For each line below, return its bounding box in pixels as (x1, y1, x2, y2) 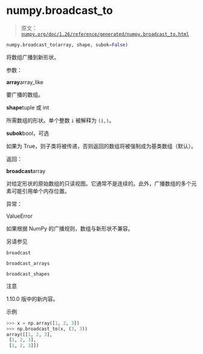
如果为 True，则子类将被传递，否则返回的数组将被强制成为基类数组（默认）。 (6, 142, 196, 149)
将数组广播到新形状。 (6, 53, 59, 61)
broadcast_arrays (6, 260, 50, 266)
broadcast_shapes (6, 270, 50, 277)
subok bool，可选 (6, 129, 50, 137)
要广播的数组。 (6, 91, 43, 98)
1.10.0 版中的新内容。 (6, 295, 59, 303)
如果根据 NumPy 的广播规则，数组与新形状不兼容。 (6, 225, 134, 232)
